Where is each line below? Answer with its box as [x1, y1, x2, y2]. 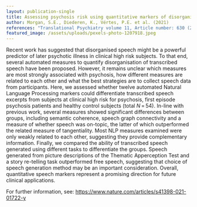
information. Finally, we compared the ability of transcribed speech [6, 140, 168, 147]
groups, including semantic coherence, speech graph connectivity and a [6, 115, 182, 122]
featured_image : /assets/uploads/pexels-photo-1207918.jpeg [6, 30, 157, 36]
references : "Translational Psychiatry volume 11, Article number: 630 [6, 25, 185, 31]
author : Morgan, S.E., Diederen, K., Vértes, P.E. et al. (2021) [6, 19, 169, 25]
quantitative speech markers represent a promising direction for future [6, 171, 176, 178]
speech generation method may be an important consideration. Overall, [6, 164, 179, 171]
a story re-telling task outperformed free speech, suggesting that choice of [6, 158, 188, 165]
